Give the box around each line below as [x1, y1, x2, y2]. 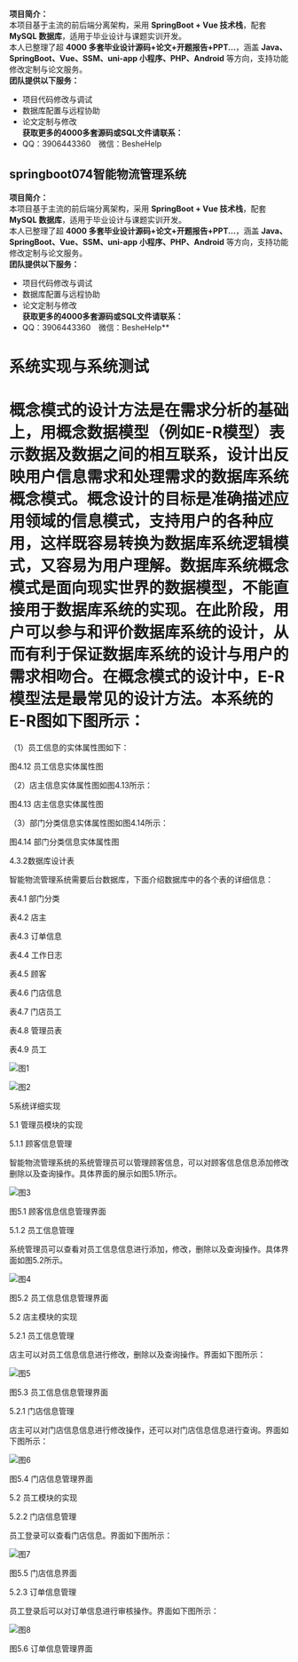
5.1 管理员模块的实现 [9, 1119, 83, 1130]
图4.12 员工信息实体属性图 [9, 761, 104, 772]
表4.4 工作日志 [9, 949, 63, 960]
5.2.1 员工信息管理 [9, 1330, 74, 1341]
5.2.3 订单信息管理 [9, 1587, 77, 1597]
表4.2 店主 [9, 912, 47, 922]
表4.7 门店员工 [9, 1006, 62, 1017]
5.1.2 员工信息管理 [9, 1224, 74, 1235]
